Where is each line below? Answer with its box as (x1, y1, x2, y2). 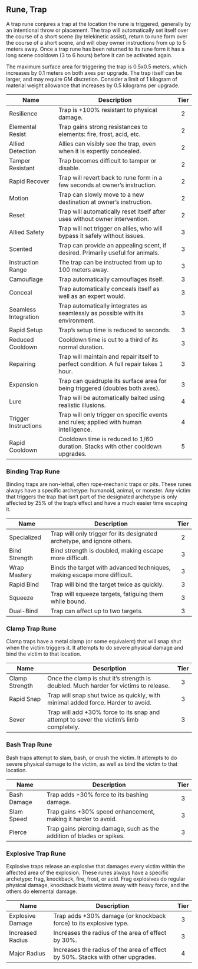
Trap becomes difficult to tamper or (58, 156, 157, 164)
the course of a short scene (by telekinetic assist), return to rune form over (6, 32, 188, 40)
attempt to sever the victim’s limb (47, 716, 138, 724)
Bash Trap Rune (6, 740, 52, 749)
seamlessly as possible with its (58, 309, 144, 317)
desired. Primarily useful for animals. (58, 249, 160, 257)
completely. (47, 723, 80, 731)
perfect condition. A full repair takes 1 (58, 359, 163, 368)
